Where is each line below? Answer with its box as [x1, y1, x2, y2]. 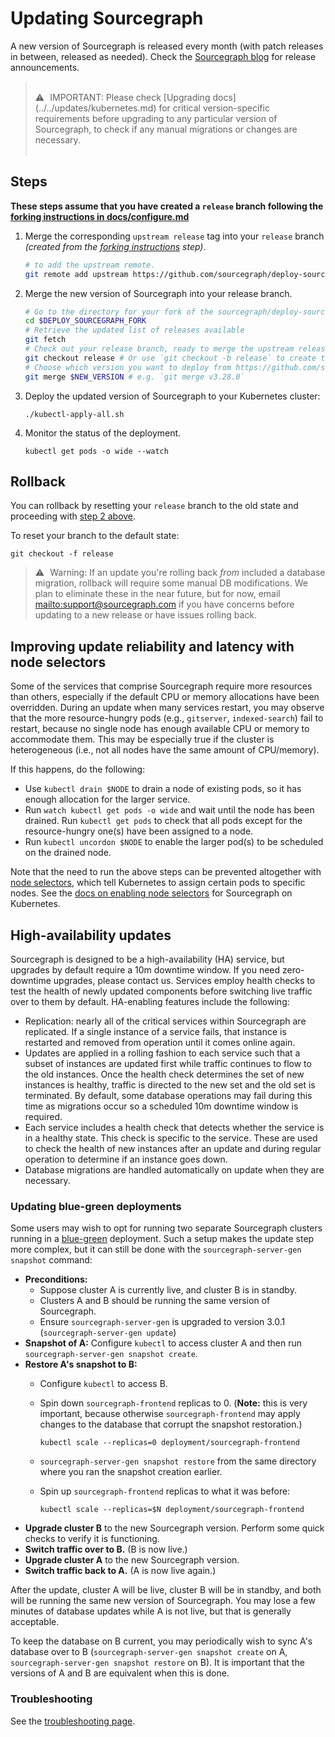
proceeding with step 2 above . [10, 510, 137, 522]
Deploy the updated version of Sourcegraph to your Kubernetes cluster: [24, 390, 321, 402]
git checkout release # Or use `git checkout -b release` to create [24, 353, 317, 363]
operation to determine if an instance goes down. [24, 1153, 228, 1165]
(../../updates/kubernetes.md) [34, 102, 157, 114]
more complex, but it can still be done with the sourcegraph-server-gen [10, 1243, 302, 1256]
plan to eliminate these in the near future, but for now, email [34, 588, 281, 600]
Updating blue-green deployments [10, 1199, 182, 1213]
